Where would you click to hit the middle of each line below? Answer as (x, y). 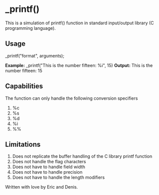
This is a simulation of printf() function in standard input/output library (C (79, 23)
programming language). (31, 28)
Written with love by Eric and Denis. (41, 187)
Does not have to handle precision (47, 172)
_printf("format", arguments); (35, 56)
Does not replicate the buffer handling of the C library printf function (82, 156)
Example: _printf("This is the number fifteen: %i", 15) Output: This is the (79, 65)
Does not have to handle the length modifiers (59, 178)
